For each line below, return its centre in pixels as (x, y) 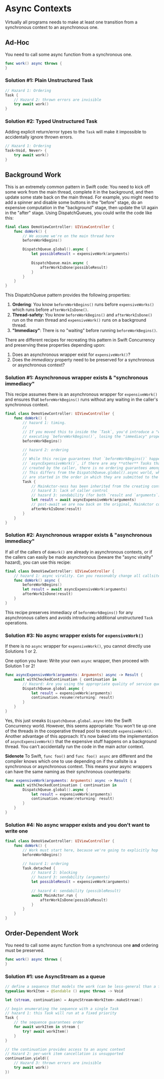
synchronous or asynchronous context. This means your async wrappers (79, 766)
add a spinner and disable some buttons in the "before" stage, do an (74, 202)
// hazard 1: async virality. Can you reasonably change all (77, 576)
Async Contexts (38, 9)
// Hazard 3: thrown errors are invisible (58, 1063)
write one (17, 831)
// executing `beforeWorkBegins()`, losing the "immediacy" (85, 436)
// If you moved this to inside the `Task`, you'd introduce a (88, 432)
